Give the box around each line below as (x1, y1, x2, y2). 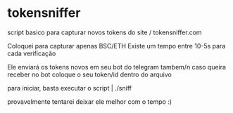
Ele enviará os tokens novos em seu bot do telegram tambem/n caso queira (7, 62, 227, 71)
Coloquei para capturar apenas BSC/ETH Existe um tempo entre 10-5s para (7, 41, 226, 50)
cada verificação (7, 49, 56, 58)
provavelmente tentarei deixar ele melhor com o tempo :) (7, 97, 172, 106)
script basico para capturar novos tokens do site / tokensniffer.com (7, 28, 202, 36)
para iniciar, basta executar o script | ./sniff (7, 84, 132, 92)
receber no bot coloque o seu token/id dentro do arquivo (7, 70, 172, 79)
